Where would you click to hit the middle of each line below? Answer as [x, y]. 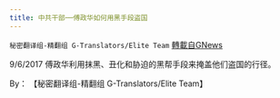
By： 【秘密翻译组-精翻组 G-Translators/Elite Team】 [109, 83]
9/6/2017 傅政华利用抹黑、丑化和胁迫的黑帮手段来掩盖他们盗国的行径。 [143, 64]
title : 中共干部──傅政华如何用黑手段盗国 [79, 18]
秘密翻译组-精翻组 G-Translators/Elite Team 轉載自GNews [116, 44]
